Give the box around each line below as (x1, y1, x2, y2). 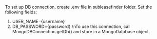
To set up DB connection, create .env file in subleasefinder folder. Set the (5, 4, 152, 10)
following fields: (5, 9, 37, 15)
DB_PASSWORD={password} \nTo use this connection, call (12, 24, 131, 29)
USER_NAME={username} (12, 19, 65, 24)
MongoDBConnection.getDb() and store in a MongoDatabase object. (12, 29, 150, 34)
